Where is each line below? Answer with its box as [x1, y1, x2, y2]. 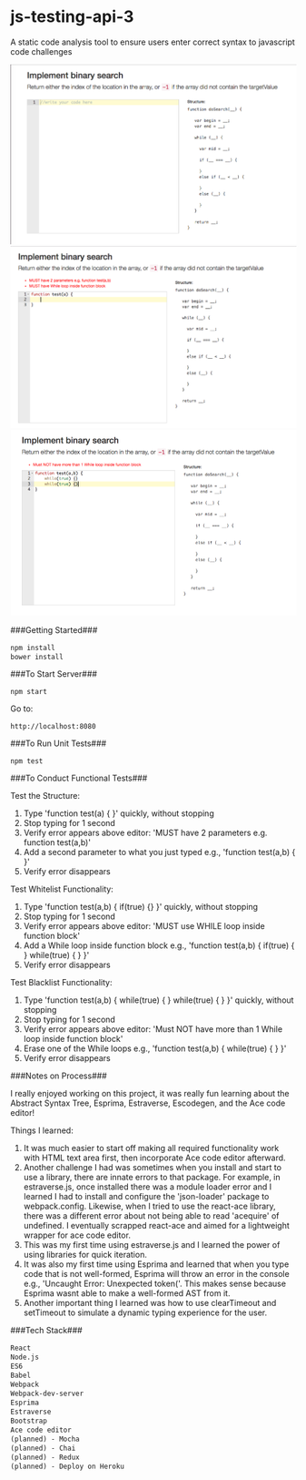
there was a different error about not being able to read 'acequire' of [23, 1210, 280, 1221]
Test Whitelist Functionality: [10, 883, 114, 894]
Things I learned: [10, 1125, 74, 1136]
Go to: [10, 703, 34, 714]
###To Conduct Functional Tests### [10, 772, 148, 784]
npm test [10, 757, 44, 766]
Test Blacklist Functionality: [10, 977, 113, 988]
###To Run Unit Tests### [10, 738, 107, 749]
